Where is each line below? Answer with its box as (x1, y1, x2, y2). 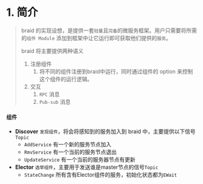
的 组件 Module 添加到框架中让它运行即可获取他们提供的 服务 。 (21, 34, 171, 41)
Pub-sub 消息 (39, 98, 71, 105)
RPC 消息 (39, 90, 60, 98)
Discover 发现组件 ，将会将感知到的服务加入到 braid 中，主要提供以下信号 (15, 128, 196, 135)
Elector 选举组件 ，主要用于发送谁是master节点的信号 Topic (15, 163, 159, 171)
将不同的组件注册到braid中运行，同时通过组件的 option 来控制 (39, 67, 193, 75)
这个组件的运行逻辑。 (39, 75, 93, 83)
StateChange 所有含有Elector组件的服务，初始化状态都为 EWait (24, 171, 178, 179)
